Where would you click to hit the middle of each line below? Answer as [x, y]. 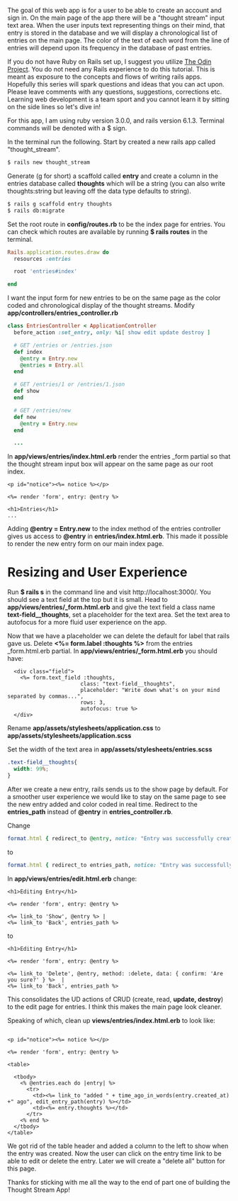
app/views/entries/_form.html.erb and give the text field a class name [111, 607]
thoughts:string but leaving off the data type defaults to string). [99, 191]
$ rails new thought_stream [49, 162]
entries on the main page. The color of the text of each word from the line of [119, 40]
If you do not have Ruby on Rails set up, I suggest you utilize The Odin [109, 62]
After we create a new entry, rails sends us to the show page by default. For [118, 789]
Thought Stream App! [39, 1190]
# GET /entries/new [42, 410]
